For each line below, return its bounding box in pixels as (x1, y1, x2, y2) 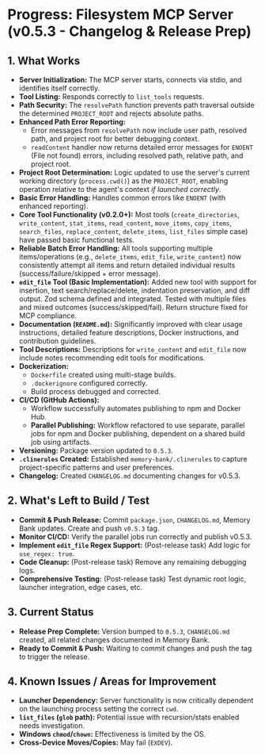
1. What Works (7, 54, 81, 67)
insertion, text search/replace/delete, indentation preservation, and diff (18, 286, 251, 295)
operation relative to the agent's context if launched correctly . (18, 185, 221, 194)
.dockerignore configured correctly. (30, 378, 148, 388)
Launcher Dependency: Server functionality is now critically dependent (18, 696, 254, 705)
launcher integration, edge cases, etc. (18, 582, 143, 592)
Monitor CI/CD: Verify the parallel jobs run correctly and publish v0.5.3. (18, 531, 252, 541)
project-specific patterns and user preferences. (18, 462, 175, 472)
